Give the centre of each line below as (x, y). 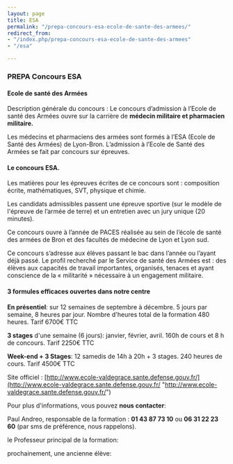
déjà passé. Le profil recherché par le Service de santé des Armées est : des (117, 261)
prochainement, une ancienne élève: (59, 453)
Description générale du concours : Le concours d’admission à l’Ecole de (112, 109)
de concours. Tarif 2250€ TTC (51, 343)
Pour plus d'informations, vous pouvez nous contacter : (87, 405)
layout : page (26, 14)
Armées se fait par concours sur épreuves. (69, 152)
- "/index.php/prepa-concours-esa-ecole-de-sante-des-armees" (99, 40)
